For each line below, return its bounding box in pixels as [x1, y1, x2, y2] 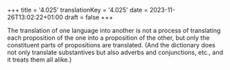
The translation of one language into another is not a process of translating [7, 27, 221, 34]
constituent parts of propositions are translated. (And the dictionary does [7, 41, 216, 49]
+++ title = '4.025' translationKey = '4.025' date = [7, 6, 148, 14]
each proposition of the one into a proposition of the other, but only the [7, 34, 210, 42]
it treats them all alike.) [7, 56, 72, 64]
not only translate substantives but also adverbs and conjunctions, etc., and [7, 48, 224, 56]
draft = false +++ [64, 13, 114, 21]
